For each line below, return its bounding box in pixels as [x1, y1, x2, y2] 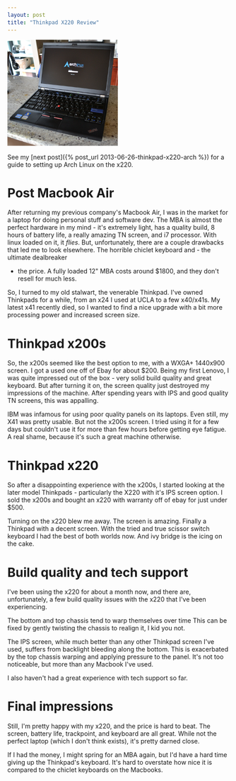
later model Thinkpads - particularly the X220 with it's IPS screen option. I [7, 488, 223, 497]
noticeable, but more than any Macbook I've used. [7, 660, 154, 669]
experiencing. [7, 603, 47, 611]
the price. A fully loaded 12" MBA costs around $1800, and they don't [17, 267, 219, 276]
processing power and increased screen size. [7, 311, 140, 319]
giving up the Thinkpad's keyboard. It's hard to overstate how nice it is [7, 758, 213, 767]
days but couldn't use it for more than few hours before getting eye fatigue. [7, 425, 227, 434]
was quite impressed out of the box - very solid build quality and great [7, 374, 212, 382]
